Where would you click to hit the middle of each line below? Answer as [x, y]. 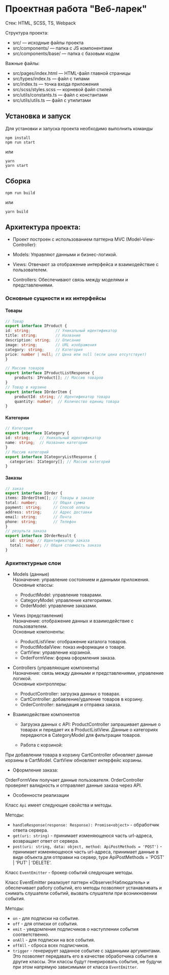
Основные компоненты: [39, 632]
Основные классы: [33, 585]
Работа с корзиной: [41, 745]
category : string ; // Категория [44, 350]
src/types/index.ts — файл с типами [51, 78]
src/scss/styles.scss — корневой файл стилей [62, 89]
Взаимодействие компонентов [46, 714]
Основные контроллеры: [40, 684]
